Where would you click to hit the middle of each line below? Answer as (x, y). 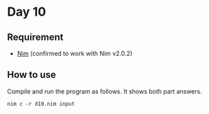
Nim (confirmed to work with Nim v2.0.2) (75, 53)
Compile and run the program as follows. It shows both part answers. (104, 91)
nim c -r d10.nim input (41, 104)
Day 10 (27, 12)
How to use (32, 75)
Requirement (35, 37)
